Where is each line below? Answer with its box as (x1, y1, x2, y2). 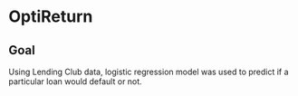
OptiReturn (8, 6, 93, 27)
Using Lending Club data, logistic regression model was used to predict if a (8, 66, 289, 77)
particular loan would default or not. (8, 76, 142, 87)
